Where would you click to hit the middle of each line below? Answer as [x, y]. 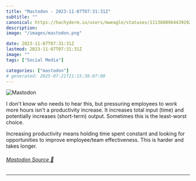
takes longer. [22, 146]
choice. [15, 123]
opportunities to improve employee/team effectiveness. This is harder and [95, 140]
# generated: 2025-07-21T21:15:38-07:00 [56, 76]
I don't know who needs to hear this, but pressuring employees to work [92, 104]
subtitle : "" [22, 17]
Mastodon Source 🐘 [30, 159]
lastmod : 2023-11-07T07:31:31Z [44, 49]
